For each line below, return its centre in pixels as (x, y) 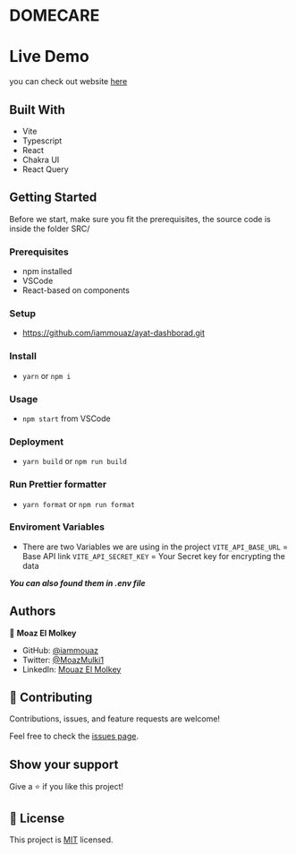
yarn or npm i (47, 375)
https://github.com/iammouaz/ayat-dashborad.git (114, 333)
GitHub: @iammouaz (60, 650)
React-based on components (76, 290)
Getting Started (53, 198)
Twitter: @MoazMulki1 (63, 660)
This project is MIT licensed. (61, 840)
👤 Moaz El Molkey (43, 633)
